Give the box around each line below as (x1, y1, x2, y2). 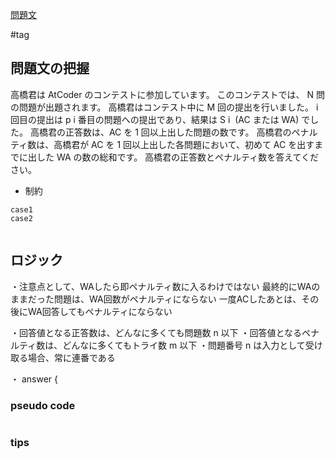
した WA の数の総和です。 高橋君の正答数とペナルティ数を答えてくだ (36, 151, 320, 163)
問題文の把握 (10, 60, 90, 77)
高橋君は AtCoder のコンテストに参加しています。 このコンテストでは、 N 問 (10, 88, 326, 100)
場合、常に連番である (27, 351, 116, 363)
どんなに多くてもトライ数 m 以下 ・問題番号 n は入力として (62, 339, 306, 351)
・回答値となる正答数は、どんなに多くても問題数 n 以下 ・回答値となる (10, 326, 303, 338)
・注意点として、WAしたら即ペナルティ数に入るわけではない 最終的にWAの (10, 280, 321, 292)
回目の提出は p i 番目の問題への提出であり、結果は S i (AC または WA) (10, 113, 300, 125)
